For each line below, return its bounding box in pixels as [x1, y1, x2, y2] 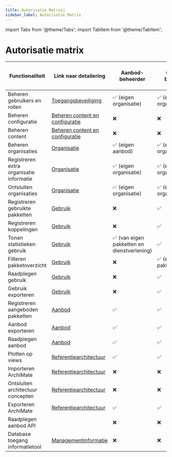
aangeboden [8, 306, 38, 313]
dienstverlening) [112, 247, 153, 254]
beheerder [119, 75, 146, 83]
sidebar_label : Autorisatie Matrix [5, 12, 81, 17]
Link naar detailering [53, 72, 106, 80]
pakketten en [112, 241, 144, 248]
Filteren [8, 255, 27, 263]
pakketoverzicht [8, 262, 47, 269]
